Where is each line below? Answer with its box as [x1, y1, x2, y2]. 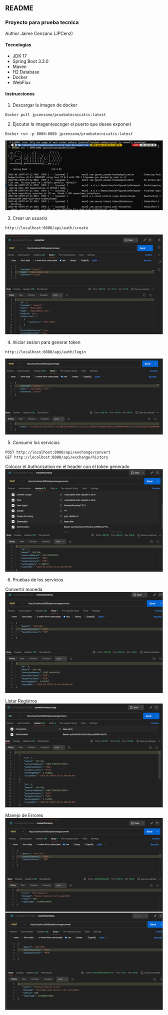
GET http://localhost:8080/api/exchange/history [5, 454, 108, 459]
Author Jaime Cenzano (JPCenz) [5, 30, 73, 36]
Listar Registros [5, 697, 37, 704]
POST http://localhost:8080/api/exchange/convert [5, 449, 111, 454]
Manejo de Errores [5, 812, 43, 818]
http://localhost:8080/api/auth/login [5, 349, 86, 354]
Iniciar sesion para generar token [12, 339, 81, 345]
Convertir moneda [5, 586, 42, 592]
